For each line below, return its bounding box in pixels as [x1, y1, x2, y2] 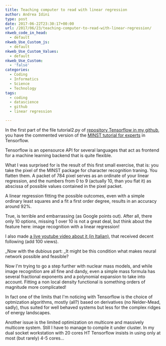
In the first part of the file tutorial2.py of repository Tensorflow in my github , [5, 127, 160, 133]
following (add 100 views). [5, 238, 59, 244]
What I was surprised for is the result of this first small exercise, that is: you [5, 162, 159, 168]
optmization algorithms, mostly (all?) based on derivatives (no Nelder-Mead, [5, 299, 161, 305]
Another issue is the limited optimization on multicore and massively [5, 319, 144, 325]
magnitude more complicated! [5, 284, 66, 290]
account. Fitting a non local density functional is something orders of [5, 279, 146, 285]
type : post [5, 16, 28, 21]
